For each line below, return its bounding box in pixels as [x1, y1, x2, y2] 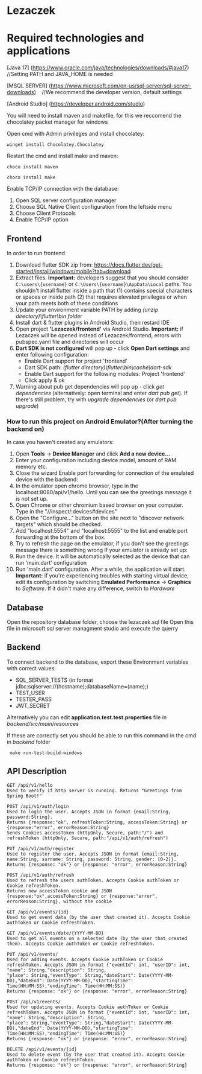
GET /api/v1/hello [7, 782, 53, 788]
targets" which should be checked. [15, 521, 103, 528]
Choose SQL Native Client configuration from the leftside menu [15, 203, 172, 211]
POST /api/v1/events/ [7, 999, 61, 1005]
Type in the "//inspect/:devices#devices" [15, 508, 118, 515]
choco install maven [7, 164, 59, 170]
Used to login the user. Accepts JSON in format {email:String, [7, 809, 171, 815]
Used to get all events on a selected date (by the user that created [7, 935, 188, 941]
